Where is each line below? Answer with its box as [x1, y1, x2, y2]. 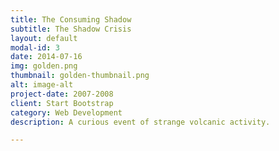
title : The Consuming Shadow [10, 14, 132, 25]
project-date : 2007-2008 [10, 89, 114, 99]
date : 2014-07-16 [10, 52, 83, 62]
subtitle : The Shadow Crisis [10, 24, 132, 34]
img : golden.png [10, 61, 78, 71]
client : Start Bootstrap [10, 98, 114, 108]
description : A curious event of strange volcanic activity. [10, 117, 271, 127]
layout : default [10, 33, 78, 43]
